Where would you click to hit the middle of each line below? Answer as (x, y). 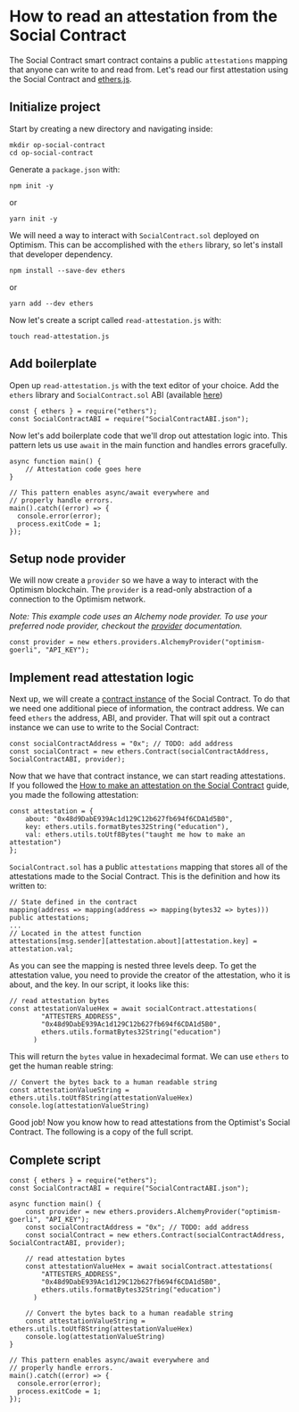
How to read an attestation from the (144, 17)
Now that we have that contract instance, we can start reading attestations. (147, 776)
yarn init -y (33, 219)
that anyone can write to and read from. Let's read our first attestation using (149, 70)
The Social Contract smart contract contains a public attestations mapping (149, 60)
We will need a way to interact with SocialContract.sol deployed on (134, 235)
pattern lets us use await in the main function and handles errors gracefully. (149, 444)
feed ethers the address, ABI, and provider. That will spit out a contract (140, 718)
